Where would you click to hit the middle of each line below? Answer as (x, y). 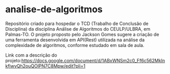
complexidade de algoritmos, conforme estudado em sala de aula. (75, 45)
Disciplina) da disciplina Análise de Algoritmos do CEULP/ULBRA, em (78, 29)
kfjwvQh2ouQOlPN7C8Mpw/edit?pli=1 (45, 66)
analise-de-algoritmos (54, 9)
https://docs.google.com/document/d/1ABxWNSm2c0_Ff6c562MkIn (93, 60)
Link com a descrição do (31, 55)
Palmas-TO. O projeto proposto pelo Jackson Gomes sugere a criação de (82, 34)
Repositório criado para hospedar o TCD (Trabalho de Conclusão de (77, 23)
